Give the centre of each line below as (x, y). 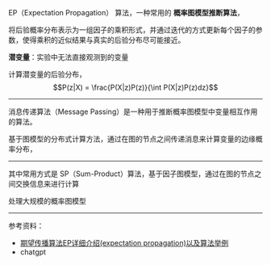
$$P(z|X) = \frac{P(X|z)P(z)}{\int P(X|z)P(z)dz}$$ (135, 87)
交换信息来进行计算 (47, 184)
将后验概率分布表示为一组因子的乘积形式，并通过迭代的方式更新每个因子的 (132, 30)
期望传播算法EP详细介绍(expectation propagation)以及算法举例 (124, 243)
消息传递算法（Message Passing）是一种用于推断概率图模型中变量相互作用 (133, 111)
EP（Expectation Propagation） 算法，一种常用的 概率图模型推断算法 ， (126, 13)
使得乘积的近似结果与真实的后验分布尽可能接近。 (104, 40)
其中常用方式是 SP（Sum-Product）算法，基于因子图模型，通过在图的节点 (131, 174)
